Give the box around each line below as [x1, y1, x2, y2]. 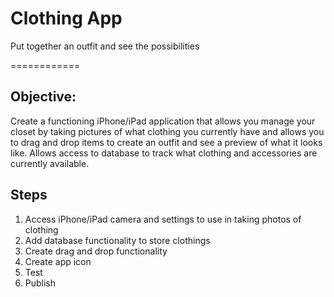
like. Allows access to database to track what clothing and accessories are [10, 147, 318, 159]
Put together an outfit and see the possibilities [10, 40, 200, 52]
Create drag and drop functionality [24, 245, 168, 257]
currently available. [10, 157, 90, 169]
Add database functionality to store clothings [24, 234, 211, 246]
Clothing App [10, 7, 123, 30]
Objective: [10, 88, 77, 106]
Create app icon [24, 255, 92, 267]
